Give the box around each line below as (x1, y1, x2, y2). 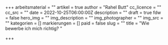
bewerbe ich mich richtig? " (5, 25, 62, 31)
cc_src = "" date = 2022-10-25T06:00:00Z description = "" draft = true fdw (5, 9, 161, 15)
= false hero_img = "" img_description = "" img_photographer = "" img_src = (5, 15, 163, 20)
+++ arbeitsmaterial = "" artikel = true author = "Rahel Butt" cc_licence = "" (5, 4, 161, 10)
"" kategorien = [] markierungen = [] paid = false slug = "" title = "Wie (5, 20, 149, 26)
